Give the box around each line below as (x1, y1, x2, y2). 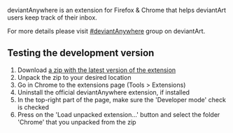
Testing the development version (7, 47, 155, 59)
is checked (17, 103, 50, 111)
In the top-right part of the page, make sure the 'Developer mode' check (17, 95, 226, 104)
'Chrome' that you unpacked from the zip (17, 118, 136, 126)
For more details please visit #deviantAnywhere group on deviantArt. (7, 27, 206, 35)
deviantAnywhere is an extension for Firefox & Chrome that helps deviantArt (7, 6, 226, 14)
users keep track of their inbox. (7, 13, 98, 22)
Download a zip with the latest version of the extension (17, 66, 176, 74)
